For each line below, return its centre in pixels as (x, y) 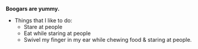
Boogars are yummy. (33, 9)
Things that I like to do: (43, 20)
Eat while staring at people (57, 33)
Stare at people (43, 27)
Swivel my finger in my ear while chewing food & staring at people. (108, 40)
